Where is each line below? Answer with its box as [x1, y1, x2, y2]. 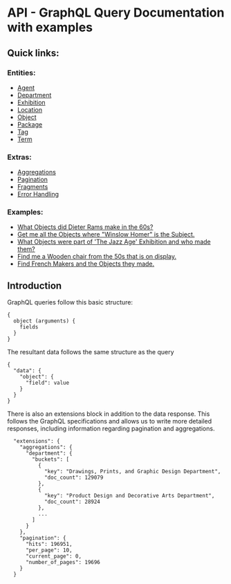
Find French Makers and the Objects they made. [17, 259, 155, 268]
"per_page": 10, [25, 547, 73, 554]
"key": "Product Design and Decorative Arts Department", [44, 493, 215, 500]
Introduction [7, 280, 62, 291]
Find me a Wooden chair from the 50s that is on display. [17, 253, 177, 261]
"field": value [25, 379, 70, 387]
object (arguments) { [13, 318, 76, 325]
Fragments [17, 183, 48, 191]
